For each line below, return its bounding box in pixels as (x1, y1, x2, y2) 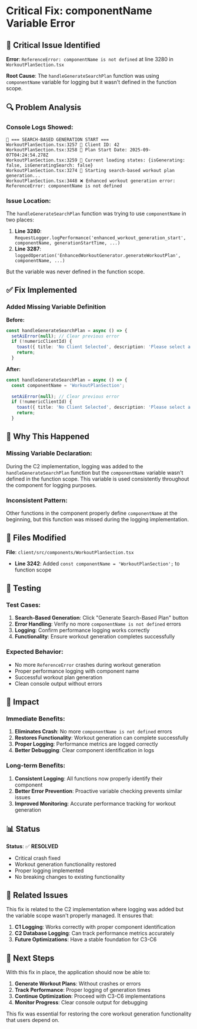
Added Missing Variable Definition (6, 303, 106, 311)
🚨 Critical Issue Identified (6, 40, 101, 50)
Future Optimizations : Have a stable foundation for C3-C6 (14, 936, 157, 943)
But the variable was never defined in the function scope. (6, 268, 145, 275)
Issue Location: (6, 196, 51, 204)
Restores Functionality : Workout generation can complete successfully (14, 734, 189, 742)
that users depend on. (6, 1017, 60, 1024)
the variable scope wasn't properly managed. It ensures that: (6, 912, 154, 919)
